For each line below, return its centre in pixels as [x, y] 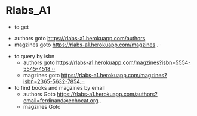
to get [21, 27]
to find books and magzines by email [59, 87]
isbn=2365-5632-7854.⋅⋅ [54, 81]
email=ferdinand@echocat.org [61, 100]
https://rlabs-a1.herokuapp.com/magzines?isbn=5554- [123, 62]
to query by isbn [34, 56]
